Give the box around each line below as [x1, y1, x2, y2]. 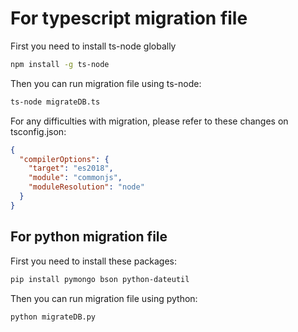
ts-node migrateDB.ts [10, 97, 101, 107]
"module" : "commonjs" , [28, 173, 123, 183]
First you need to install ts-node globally [10, 40, 177, 52]
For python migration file [10, 228, 168, 246]
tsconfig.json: [10, 125, 67, 137]
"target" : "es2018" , [28, 163, 114, 174]
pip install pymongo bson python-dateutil [10, 274, 190, 284]
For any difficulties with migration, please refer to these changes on [10, 115, 289, 127]
